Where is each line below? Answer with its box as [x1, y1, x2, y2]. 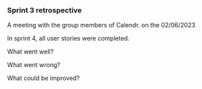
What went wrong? [7, 61, 60, 69]
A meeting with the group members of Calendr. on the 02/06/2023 [7, 21, 196, 29]
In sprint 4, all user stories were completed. [7, 34, 130, 42]
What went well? [7, 47, 54, 56]
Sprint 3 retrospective [7, 5, 82, 15]
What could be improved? [7, 74, 80, 82]
